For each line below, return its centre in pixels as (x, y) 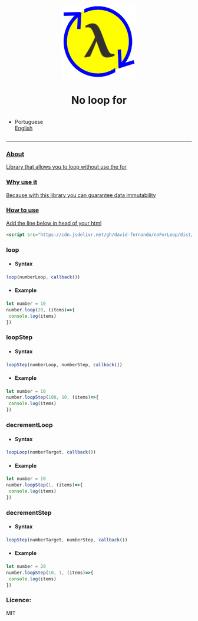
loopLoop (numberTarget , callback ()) (51, 452)
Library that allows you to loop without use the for (66, 167)
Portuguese (29, 121)
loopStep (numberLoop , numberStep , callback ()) (64, 364)
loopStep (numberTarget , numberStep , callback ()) (67, 540)
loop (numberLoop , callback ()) (43, 277)
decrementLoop (29, 425)
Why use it (22, 182)
